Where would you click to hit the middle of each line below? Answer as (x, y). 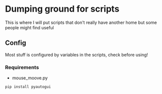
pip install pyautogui (28, 87)
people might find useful (30, 27)
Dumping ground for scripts (62, 9)
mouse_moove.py (30, 78)
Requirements (22, 67)
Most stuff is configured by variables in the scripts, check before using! (77, 55)
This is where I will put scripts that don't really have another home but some (81, 22)
